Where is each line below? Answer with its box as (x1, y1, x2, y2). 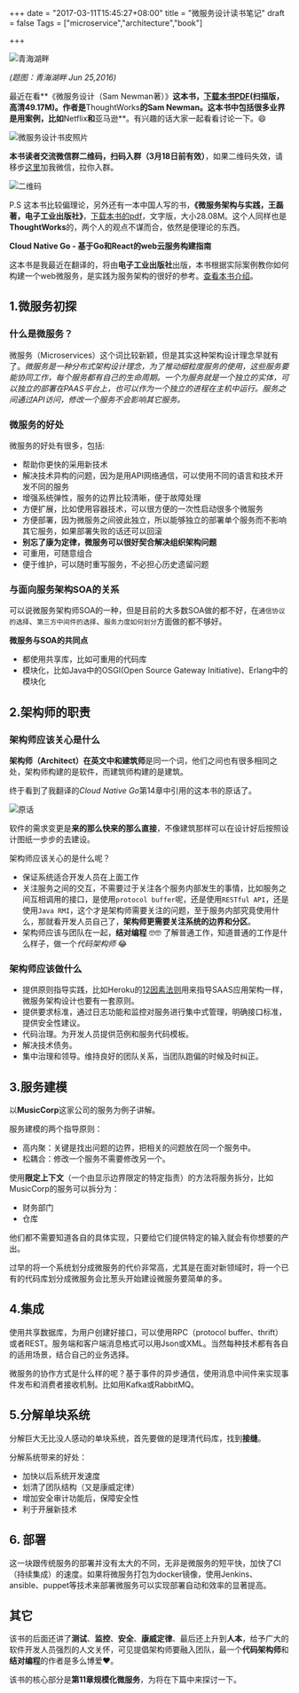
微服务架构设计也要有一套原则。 (21, 996, 139, 1006)
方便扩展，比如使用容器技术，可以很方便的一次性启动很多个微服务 (21, 503, 264, 514)
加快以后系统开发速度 (21, 1470, 100, 1481)
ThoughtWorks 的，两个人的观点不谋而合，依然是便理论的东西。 (9, 222, 246, 232)
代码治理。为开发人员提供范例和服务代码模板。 (21, 1028, 193, 1040)
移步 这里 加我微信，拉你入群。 (9, 162, 118, 172)
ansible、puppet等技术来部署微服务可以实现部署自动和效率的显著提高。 (9, 1579, 271, 1590)
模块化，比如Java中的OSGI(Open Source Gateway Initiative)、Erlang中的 (21, 665, 288, 676)
